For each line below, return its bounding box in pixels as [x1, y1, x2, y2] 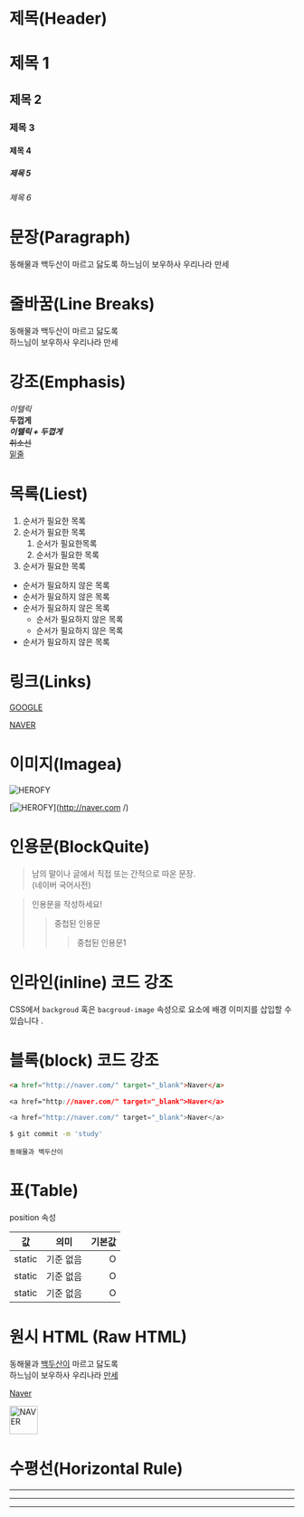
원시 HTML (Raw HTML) [9, 1327, 187, 1348]
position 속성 [9, 1212, 57, 1223]
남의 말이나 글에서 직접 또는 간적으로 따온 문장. [31, 868, 196, 878]
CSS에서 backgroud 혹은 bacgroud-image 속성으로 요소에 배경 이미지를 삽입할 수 [9, 1003, 292, 1014]
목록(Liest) [9, 484, 89, 505]
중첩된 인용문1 [76, 937, 127, 948]
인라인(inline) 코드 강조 [9, 972, 174, 992]
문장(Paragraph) [9, 227, 131, 248]
